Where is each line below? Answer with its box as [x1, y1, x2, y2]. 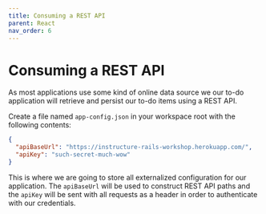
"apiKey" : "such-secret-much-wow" [15, 151, 131, 159]
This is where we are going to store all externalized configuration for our [8, 172, 247, 182]
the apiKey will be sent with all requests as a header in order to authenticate [8, 189, 258, 199]
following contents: [8, 120, 72, 130]
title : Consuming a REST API [8, 11, 106, 20]
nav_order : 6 [8, 26, 52, 34]
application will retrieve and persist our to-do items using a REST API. [8, 96, 238, 106]
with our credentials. [8, 198, 76, 208]
